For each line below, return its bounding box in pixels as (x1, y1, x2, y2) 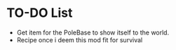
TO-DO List (6, 5, 73, 21)
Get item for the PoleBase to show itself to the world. (16, 28, 170, 37)
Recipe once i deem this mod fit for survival (16, 35, 143, 44)
